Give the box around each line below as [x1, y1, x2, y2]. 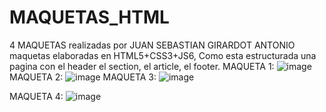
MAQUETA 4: [9, 90, 64, 102]
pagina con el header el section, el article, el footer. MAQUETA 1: [9, 60, 275, 72]
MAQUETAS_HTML [9, 6, 170, 29]
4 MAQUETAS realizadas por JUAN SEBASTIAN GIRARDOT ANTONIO [9, 39, 296, 51]
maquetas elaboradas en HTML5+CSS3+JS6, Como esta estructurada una [9, 49, 317, 61]
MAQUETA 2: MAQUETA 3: [9, 71, 157, 83]
